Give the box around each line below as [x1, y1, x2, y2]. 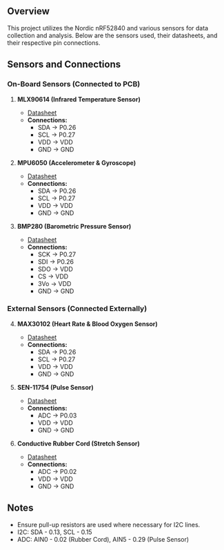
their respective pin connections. [7, 38, 101, 47]
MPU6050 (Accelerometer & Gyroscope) [17, 158, 136, 167]
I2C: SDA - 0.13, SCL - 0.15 [17, 528, 92, 536]
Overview [7, 6, 50, 17]
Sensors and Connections [7, 59, 121, 70]
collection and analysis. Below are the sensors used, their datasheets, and [7, 31, 218, 39]
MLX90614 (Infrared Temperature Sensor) [17, 95, 141, 103]
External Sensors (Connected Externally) [7, 304, 147, 314]
